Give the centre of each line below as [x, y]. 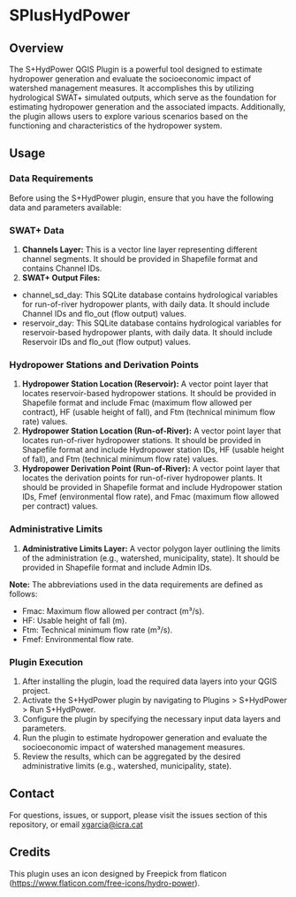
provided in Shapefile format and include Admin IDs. [117, 567]
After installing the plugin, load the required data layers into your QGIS [149, 681]
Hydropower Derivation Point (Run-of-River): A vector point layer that [151, 469]
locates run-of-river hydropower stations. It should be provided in [141, 441]
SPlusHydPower [70, 15]
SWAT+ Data [37, 230]
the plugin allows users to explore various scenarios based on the [129, 116]
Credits [30, 852]
